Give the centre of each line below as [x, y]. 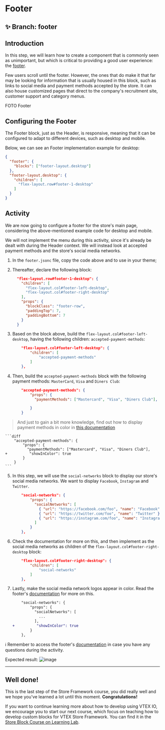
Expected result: [22, 660]
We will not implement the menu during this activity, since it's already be [78, 240]
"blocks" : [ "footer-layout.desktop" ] [53, 166]
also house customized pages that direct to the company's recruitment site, [82, 91]
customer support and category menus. [45, 96]
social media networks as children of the [53, 547]
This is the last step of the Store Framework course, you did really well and [81, 692]
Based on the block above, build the [48, 334]
